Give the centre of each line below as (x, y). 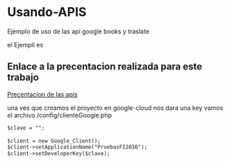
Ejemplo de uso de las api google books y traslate (78, 31)
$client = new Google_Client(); (54, 141)
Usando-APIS (47, 12)
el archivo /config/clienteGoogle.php (60, 115)
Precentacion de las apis (42, 94)
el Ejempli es (25, 44)
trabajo (23, 77)
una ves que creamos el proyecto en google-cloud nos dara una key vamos (115, 108)
